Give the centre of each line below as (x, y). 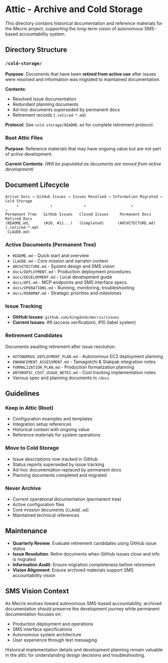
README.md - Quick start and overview (51, 256)
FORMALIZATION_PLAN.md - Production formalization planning (73, 367)
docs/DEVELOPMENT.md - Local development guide (62, 277)
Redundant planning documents (45, 104)
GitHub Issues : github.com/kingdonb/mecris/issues (66, 317)
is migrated (24, 559)
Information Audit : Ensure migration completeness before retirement (84, 564)
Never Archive (23, 488)
